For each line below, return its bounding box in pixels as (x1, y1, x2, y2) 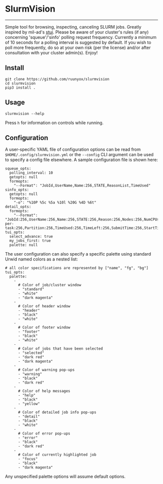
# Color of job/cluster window (17, 283, 81, 288)
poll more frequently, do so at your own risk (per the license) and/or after (5, 45, 151, 50)
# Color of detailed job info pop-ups (17, 410, 97, 415)
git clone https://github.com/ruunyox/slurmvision (5, 77, 110, 81)
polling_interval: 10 (9, 171, 53, 176)
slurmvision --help (5, 111, 45, 116)
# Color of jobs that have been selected (17, 346, 103, 351)
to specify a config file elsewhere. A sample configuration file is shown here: (5, 157, 158, 163)
